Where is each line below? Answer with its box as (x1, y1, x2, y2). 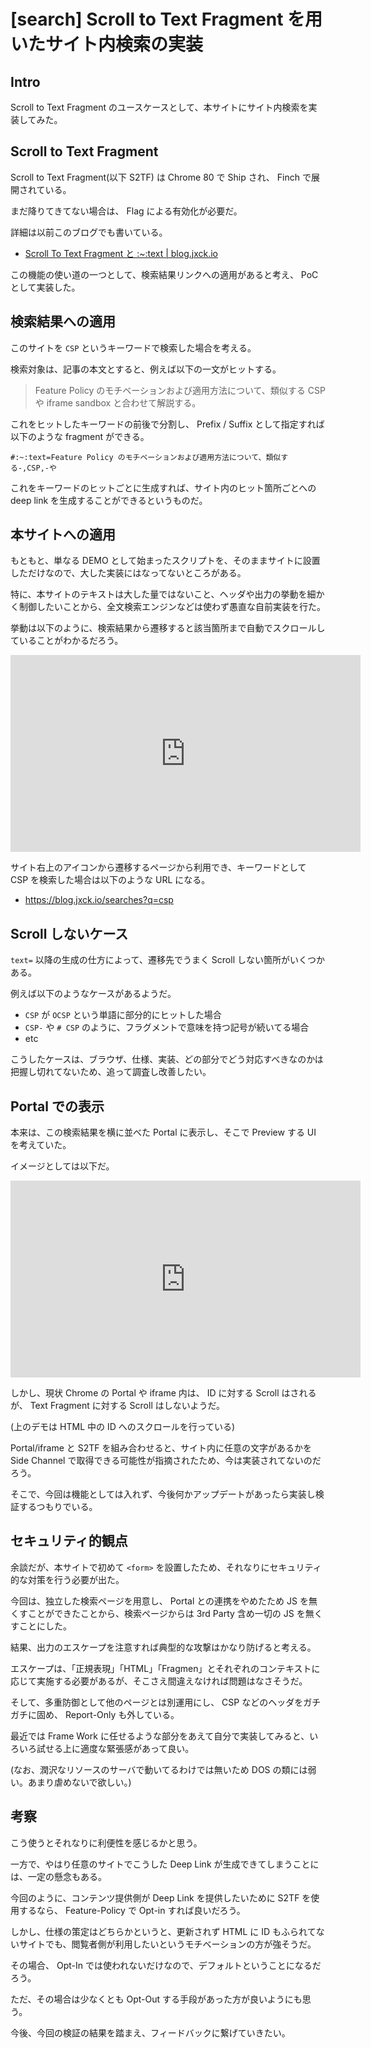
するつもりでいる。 (18, 1501, 98, 1513)
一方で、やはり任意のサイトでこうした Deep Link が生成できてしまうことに (10, 1858, 320, 1870)
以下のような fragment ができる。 (10, 430, 150, 442)
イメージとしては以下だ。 (10, 1160, 115, 1172)
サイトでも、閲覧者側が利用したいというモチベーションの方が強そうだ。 (18, 1938, 317, 1950)
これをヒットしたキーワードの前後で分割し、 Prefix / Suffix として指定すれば (10, 418, 325, 430)
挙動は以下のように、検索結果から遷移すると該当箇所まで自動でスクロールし (10, 622, 326, 634)
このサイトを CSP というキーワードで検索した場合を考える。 (10, 341, 257, 354)
